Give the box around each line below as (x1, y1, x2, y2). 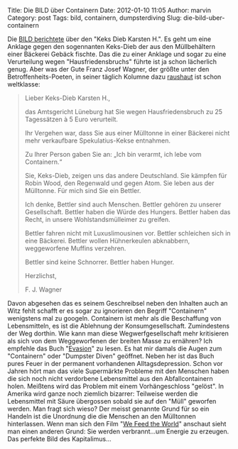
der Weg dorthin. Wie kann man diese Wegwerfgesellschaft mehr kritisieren (7, 329, 229, 338)
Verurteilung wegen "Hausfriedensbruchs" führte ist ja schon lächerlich (7, 57, 217, 66)
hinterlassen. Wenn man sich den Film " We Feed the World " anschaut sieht (7, 420, 227, 428)
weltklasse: (7, 80, 40, 88)
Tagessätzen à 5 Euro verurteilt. (24, 115, 119, 123)
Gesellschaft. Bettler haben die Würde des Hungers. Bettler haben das (24, 208, 231, 216)
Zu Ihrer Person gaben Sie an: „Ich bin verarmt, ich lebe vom (24, 150, 202, 158)
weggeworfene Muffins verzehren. (24, 244, 126, 253)
